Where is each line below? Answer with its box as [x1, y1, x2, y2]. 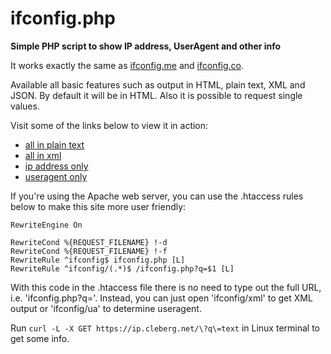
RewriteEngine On [10, 220, 83, 230]
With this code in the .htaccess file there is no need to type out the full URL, [10, 281, 322, 293]
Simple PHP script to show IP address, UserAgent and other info [10, 40, 282, 52]
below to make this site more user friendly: [10, 200, 187, 212]
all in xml [24, 149, 62, 161]
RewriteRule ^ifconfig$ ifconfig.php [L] [10, 255, 186, 265]
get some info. [10, 332, 70, 344]
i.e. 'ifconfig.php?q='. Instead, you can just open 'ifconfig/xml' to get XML [10, 292, 313, 304]
